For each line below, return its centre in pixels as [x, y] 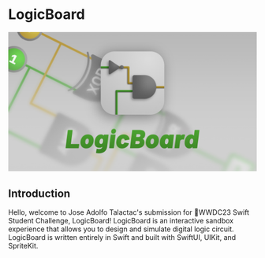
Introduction [39, 193]
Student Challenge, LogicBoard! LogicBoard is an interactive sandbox [121, 221]
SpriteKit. [23, 246]
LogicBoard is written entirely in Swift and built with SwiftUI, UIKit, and [122, 238]
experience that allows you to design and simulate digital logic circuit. [121, 229]
